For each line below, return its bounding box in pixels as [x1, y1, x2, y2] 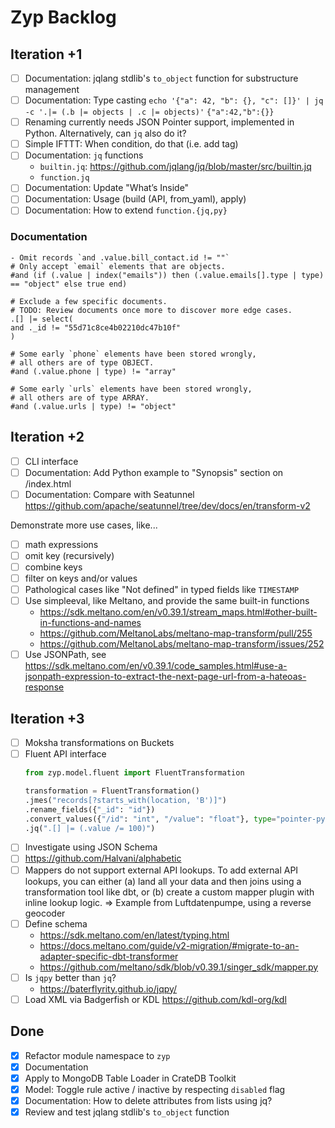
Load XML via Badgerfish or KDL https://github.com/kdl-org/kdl [24, 993, 287, 1005]
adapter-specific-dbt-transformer [39, 950, 179, 962]
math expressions [24, 538, 99, 550]
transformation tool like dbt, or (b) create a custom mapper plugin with [24, 886, 315, 898]
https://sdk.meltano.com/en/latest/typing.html [39, 929, 230, 941]
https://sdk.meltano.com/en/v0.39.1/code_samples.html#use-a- [24, 660, 288, 672]
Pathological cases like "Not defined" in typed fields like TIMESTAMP [24, 584, 300, 596]
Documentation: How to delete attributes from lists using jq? [24, 1094, 273, 1106]
